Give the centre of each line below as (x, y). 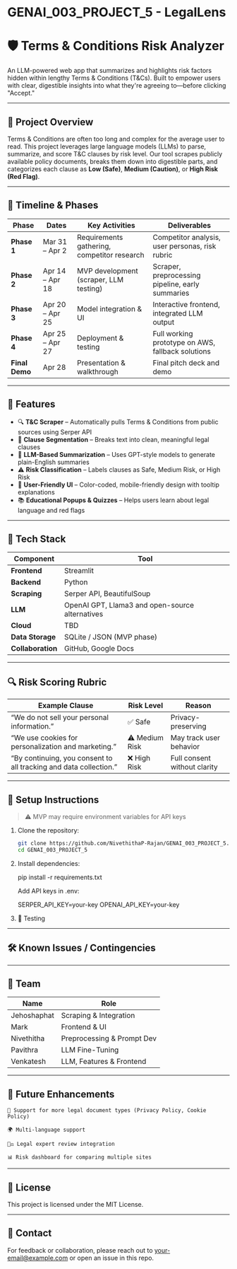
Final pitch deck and (186, 363)
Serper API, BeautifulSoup (108, 593)
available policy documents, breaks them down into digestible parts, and (113, 161)
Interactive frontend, (187, 304)
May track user (195, 738)
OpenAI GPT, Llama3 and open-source (129, 605)
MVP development (108, 271)
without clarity (194, 767)
